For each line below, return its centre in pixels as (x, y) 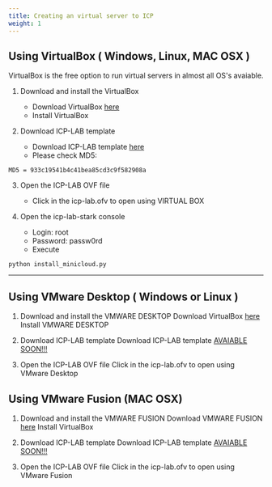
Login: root (50, 232)
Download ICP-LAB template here (88, 147)
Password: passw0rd (67, 241)
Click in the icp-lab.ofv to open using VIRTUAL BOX (118, 201)
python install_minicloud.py (57, 265)
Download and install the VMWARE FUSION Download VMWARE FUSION (141, 418)
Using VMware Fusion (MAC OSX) (96, 398)
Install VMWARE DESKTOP (64, 325)
